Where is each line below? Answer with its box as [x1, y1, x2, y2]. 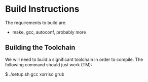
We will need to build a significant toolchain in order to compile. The [5, 56, 143, 62]
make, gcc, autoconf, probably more [12, 29, 86, 35]
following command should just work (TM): [5, 61, 92, 67]
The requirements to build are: [5, 20, 67, 26]
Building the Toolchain [5, 43, 75, 52]
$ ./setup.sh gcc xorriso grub [5, 71, 65, 77]
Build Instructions [5, 3, 80, 15]
